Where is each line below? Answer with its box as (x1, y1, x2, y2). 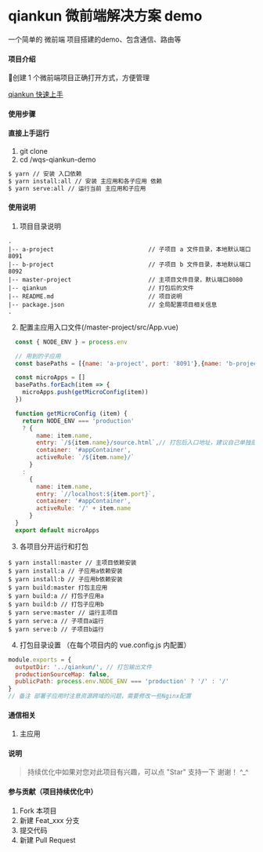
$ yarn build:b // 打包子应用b (8, 600, 104, 608)
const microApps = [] (15, 373, 86, 381)
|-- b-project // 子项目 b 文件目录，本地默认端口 (8, 260, 251, 268)
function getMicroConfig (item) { (15, 410, 128, 417)
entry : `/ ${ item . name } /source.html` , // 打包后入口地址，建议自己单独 (36, 439, 251, 447)
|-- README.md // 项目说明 (8, 292, 182, 300)
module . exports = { (8, 656, 72, 664)
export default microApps (15, 526, 100, 534)
